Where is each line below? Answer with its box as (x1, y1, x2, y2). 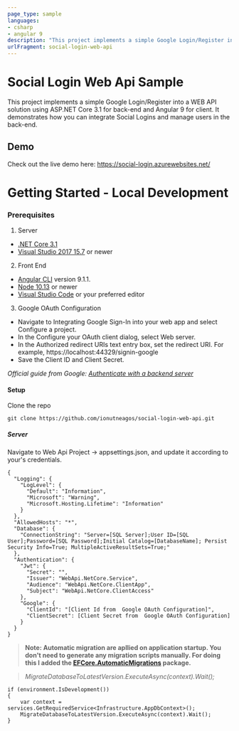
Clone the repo (7, 401, 51, 410)
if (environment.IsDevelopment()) (7, 686, 110, 693)
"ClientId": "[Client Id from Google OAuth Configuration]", (26, 606, 215, 614)
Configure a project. (17, 325, 77, 334)
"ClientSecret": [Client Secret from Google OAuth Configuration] (26, 612, 231, 619)
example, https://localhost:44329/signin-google (17, 348, 159, 356)
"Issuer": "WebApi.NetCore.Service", (26, 575, 139, 582)
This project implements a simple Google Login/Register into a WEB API (7, 97, 217, 106)
